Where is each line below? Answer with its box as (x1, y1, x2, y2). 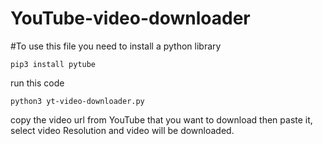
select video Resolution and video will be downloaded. (10, 124, 235, 136)
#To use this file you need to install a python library (10, 40, 222, 52)
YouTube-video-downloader (10, 7, 251, 30)
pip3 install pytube (10, 59, 97, 69)
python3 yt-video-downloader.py (10, 96, 145, 106)
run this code (10, 77, 65, 89)
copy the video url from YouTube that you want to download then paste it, (10, 113, 313, 126)
